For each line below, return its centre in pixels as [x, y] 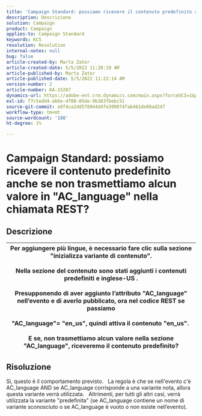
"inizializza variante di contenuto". [101, 256]
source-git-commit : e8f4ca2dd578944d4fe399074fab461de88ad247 [86, 107]
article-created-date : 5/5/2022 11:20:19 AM [63, 68]
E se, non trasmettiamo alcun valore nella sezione [101, 339]
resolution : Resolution [36, 46]
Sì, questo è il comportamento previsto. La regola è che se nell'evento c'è [99, 381]
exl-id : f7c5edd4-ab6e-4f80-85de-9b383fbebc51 [66, 101]
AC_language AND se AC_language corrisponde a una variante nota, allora [98, 387]
